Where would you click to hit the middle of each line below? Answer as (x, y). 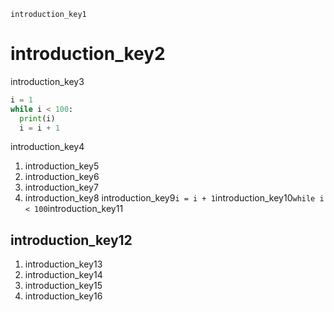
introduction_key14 (63, 275)
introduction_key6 (62, 177)
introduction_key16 (63, 296)
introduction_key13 (63, 264)
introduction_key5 (62, 166)
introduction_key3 (47, 81)
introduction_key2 (88, 54)
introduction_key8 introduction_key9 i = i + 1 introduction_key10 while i (174, 198)
